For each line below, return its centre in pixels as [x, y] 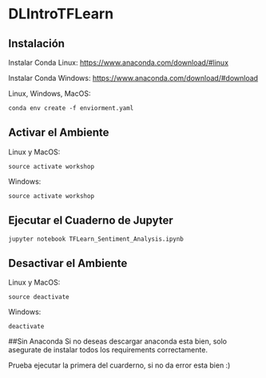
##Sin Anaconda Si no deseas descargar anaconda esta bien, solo [118, 341]
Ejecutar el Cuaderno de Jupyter [91, 221]
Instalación [37, 44]
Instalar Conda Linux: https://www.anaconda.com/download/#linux [119, 62]
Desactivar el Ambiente [68, 263]
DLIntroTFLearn [61, 14]
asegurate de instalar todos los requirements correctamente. [108, 350]
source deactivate [39, 297]
